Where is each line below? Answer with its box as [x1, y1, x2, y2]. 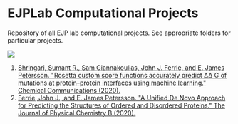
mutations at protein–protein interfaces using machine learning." [17, 78, 207, 87]
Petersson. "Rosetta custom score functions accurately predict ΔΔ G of [17, 71, 227, 79]
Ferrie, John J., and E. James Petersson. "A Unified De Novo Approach [17, 93, 226, 102]
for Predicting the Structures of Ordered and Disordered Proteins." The [17, 101, 226, 110]
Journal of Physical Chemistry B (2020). [17, 108, 136, 117]
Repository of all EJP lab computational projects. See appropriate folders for [7, 29, 231, 37]
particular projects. [7, 36, 63, 44]
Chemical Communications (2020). [17, 86, 121, 94]
